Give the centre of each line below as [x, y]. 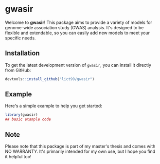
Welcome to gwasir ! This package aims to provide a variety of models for [79, 22]
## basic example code [28, 119]
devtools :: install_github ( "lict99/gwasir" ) [50, 79]
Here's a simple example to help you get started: [53, 106]
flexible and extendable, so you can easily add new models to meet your [77, 33]
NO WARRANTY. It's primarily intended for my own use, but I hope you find [80, 151]
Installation [22, 53]
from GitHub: [18, 70]
